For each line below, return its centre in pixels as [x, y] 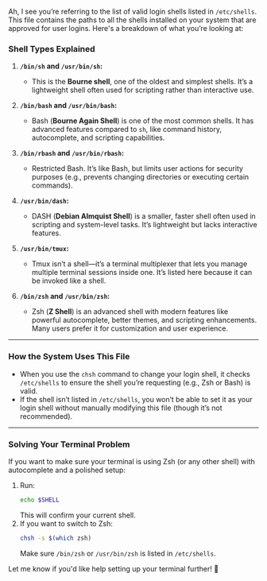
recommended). [46, 416]
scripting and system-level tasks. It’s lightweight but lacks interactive [144, 225]
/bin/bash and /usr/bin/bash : [68, 106]
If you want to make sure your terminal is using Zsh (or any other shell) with [132, 461]
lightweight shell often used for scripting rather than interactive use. [143, 90]
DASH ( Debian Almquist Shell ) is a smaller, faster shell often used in [143, 216]
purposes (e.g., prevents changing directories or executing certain [140, 177]
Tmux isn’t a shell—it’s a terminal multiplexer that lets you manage [139, 264]
